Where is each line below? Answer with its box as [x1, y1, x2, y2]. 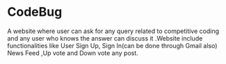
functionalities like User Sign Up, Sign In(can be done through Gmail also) [7, 41, 218, 50]
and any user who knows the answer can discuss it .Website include [7, 34, 203, 42]
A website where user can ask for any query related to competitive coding [7, 27, 220, 35]
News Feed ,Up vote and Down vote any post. [7, 49, 139, 57]
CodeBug [7, 4, 63, 20]
